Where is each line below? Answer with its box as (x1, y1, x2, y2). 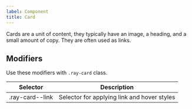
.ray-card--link (9, 93, 54, 101)
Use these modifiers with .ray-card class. (6, 69, 108, 77)
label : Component (6, 8, 49, 15)
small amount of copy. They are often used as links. (6, 37, 131, 44)
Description (100, 83, 134, 91)
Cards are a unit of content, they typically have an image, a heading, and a (6, 30, 187, 37)
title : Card (6, 14, 35, 20)
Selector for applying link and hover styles (58, 93, 176, 101)
